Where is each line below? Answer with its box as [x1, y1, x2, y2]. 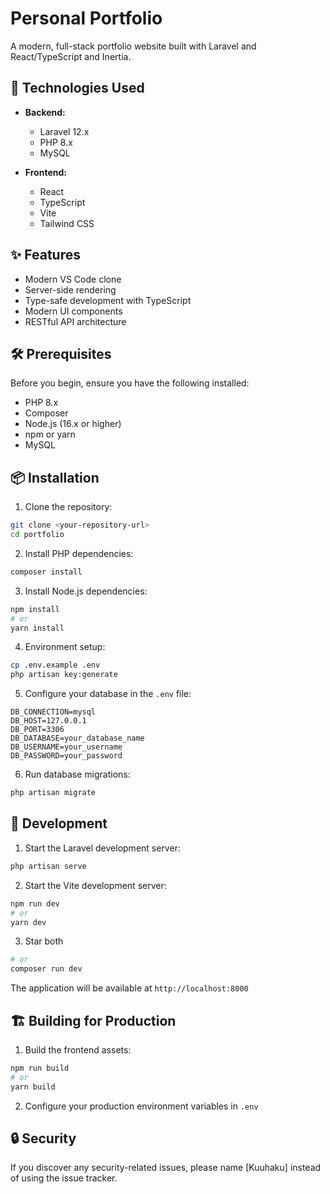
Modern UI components [24, 305, 123, 317]
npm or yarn [24, 428, 76, 441]
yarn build [10, 1082, 56, 1092]
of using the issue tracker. [10, 1172, 118, 1184]
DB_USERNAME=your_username [10, 742, 123, 752]
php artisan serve [10, 861, 87, 871]
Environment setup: [24, 641, 106, 653]
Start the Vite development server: [24, 879, 167, 891]
